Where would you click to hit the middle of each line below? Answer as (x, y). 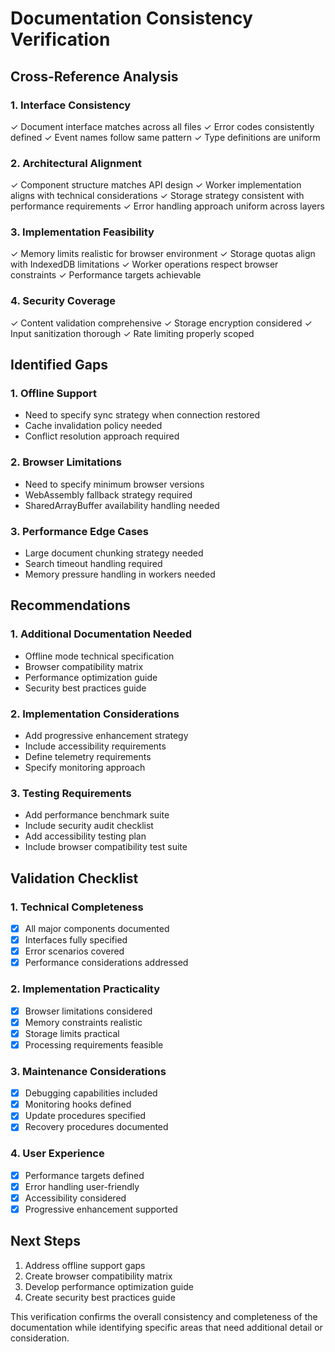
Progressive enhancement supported (101, 1209)
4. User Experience (57, 1154)
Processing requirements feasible (94, 1044)
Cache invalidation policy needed (93, 426)
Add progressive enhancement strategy (106, 736)
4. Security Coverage (63, 301)
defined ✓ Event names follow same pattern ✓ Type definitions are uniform (165, 137)
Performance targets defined (84, 1175)
